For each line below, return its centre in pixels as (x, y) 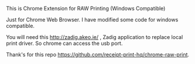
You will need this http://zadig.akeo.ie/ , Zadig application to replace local (95, 37)
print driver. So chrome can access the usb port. (64, 43)
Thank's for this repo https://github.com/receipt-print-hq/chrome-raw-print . (97, 54)
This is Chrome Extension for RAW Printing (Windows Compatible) (86, 8)
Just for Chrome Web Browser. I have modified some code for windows (92, 19)
